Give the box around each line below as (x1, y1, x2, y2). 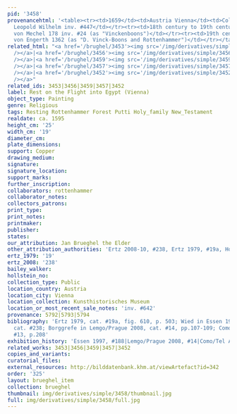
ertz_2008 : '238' (7, 259, 59, 266)
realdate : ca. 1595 (7, 115, 65, 122)
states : (7, 233, 30, 240)
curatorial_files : (7, 357, 61, 365)
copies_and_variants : (7, 351, 71, 358)
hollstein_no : (7, 272, 49, 279)
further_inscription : (7, 180, 71, 187)
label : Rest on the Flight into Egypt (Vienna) (7, 89, 150, 96)
